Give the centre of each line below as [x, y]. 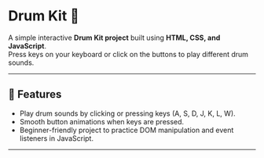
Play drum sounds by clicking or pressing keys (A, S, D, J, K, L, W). [127, 113]
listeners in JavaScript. [57, 138]
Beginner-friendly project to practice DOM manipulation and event [126, 130]
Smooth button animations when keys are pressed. [102, 121]
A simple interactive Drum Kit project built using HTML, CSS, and [114, 38]
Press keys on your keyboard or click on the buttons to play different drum [128, 54]
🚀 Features [35, 94]
